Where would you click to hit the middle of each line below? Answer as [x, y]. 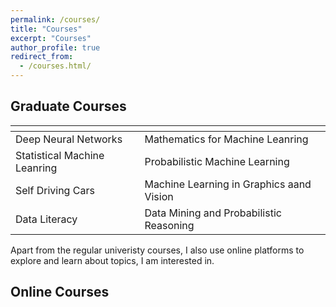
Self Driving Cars [55, 190]
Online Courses [60, 292]
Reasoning [169, 225]
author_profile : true [55, 47]
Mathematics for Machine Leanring [226, 139]
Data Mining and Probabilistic [213, 213]
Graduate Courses [68, 106]
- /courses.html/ [55, 66]
